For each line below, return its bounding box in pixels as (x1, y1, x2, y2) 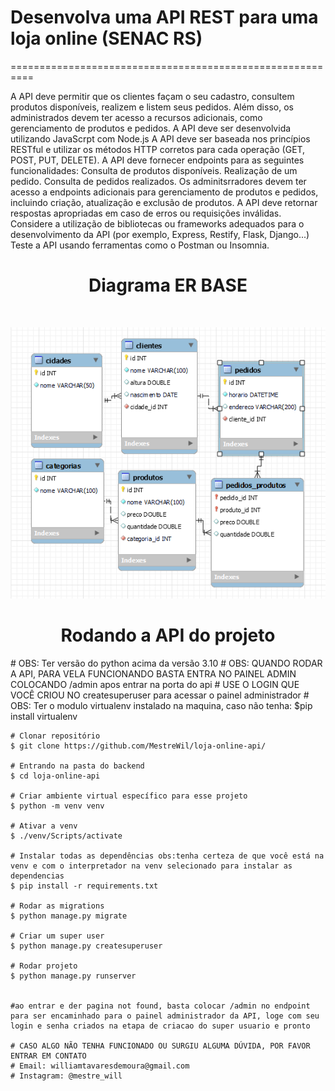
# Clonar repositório (10, 731, 101, 741)
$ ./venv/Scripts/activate (10, 831, 123, 841)
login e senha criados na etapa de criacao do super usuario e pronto (10, 1021, 311, 1031)
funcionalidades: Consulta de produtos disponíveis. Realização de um (10, 164, 298, 176)
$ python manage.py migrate (10, 911, 128, 921)
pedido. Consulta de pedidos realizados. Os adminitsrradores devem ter (10, 175, 307, 187)
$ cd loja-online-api (10, 771, 101, 781)
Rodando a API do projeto (60, 624, 276, 647)
